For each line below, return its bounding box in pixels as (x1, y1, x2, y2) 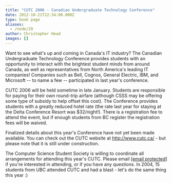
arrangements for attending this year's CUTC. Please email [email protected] (5, 155, 167, 162)
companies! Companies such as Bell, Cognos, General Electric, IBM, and (5, 72, 159, 78)
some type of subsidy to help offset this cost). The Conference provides (5, 98, 158, 104)
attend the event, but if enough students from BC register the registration (5, 114, 160, 120)
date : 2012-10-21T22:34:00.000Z (5, 12, 74, 17)
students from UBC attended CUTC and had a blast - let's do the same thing (5, 167, 167, 173)
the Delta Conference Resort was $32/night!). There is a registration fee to (5, 108, 163, 115)
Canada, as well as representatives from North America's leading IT (5, 66, 148, 72)
